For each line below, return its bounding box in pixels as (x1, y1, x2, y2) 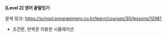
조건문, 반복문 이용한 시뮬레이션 (12, 26, 74, 32)
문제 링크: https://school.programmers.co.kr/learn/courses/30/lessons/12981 (5, 15, 162, 21)
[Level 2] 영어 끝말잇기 (5, 5, 50, 10)
